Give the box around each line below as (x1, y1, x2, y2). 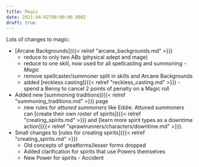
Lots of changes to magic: (6, 36, 70, 43)
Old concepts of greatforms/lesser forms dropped (23, 142, 147, 149)
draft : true (6, 20, 36, 25)
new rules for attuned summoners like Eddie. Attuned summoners (23, 104, 185, 111)
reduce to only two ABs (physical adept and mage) (23, 54, 148, 61)
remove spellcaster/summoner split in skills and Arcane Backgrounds (23, 72, 193, 80)
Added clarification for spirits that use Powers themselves (23, 148, 165, 155)
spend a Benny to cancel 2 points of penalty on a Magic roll (23, 85, 169, 92)
